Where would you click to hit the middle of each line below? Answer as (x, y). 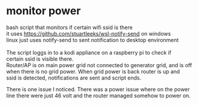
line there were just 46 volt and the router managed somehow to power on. (98, 96)
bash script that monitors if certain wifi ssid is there (69, 27)
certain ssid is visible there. (40, 59)
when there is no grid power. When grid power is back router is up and (93, 71)
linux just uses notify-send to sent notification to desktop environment (92, 40)
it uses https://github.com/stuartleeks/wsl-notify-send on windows (89, 33)
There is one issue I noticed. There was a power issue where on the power (98, 89)
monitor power (43, 11)
